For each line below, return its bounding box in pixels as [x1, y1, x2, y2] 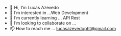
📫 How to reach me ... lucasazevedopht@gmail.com [9, 26, 116, 31]
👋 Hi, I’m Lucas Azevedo [9, 5, 59, 10]
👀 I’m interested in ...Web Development [9, 10, 89, 16]
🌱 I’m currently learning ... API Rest [9, 15, 80, 20]
